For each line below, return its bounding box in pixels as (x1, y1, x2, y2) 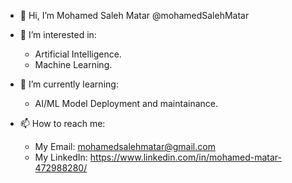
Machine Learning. (34, 59, 113, 70)
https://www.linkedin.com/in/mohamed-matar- (89, 151, 282, 163)
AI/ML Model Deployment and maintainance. (34, 98, 219, 109)
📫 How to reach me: (19, 118, 106, 129)
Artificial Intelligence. (34, 48, 122, 60)
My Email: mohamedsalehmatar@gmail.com (34, 141, 216, 152)
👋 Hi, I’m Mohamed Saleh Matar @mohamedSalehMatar (19, 10, 250, 21)
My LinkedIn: (34, 151, 88, 163)
